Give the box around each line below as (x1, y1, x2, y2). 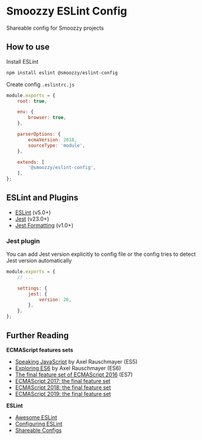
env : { (17, 109, 34, 115)
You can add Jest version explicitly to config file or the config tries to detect (6, 250, 196, 258)
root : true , (17, 98, 47, 104)
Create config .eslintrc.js (6, 81, 75, 88)
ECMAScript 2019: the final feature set (15, 390, 111, 398)
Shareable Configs (15, 426, 62, 434)
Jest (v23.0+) (15, 215, 50, 222)
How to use (6, 42, 50, 52)
